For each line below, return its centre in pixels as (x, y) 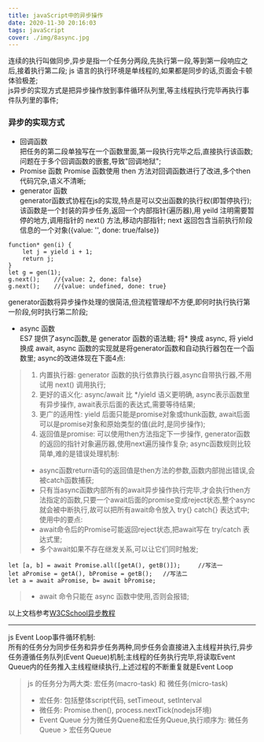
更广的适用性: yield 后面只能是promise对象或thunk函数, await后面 (145, 414)
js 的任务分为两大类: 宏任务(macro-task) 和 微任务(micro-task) (128, 683)
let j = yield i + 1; (57, 252)
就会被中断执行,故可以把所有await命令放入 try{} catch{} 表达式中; (144, 510)
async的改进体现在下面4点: (81, 358)
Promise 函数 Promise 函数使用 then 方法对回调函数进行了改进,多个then (135, 171)
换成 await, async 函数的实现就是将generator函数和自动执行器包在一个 (133, 348)
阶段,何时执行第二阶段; (51, 311)
